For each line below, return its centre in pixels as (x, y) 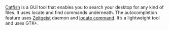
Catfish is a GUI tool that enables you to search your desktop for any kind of (84, 7)
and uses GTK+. (22, 23)
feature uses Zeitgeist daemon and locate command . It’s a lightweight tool (82, 18)
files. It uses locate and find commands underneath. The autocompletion (81, 12)
